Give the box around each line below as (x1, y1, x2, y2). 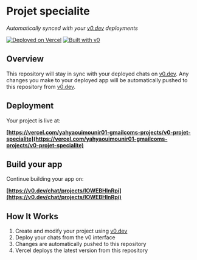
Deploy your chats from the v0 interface (15, 234, 116, 241)
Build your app (6, 159, 63, 169)
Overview (6, 54, 44, 65)
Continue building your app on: (6, 175, 84, 183)
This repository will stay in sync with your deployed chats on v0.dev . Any (6, 70, 189, 77)
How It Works (6, 211, 59, 222)
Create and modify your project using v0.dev (15, 227, 128, 235)
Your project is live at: (6, 117, 61, 124)
